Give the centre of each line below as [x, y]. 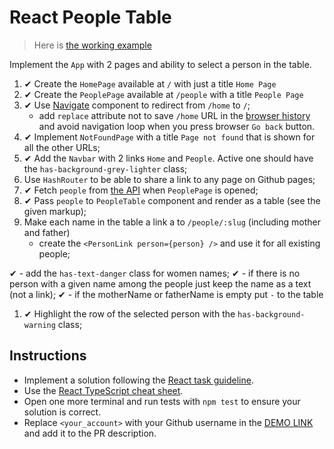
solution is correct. [62, 412]
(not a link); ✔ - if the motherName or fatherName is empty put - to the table [166, 294]
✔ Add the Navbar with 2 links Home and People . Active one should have [168, 158]
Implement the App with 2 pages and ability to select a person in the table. [160, 64]
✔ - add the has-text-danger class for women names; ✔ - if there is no [155, 273]
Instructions [48, 356]
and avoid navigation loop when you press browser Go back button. [177, 126]
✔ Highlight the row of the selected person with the [129, 313]
